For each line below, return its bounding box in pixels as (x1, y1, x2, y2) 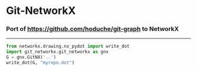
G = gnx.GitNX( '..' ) (6, 54, 57, 61)
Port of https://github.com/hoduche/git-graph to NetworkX (6, 25, 179, 33)
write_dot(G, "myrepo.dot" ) (6, 60, 75, 66)
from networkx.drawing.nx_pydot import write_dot (6, 44, 130, 49)
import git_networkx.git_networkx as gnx (6, 49, 109, 55)
